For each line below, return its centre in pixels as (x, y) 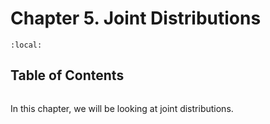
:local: (26, 45)
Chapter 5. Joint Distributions (136, 18)
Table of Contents (67, 75)
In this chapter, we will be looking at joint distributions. (122, 108)
